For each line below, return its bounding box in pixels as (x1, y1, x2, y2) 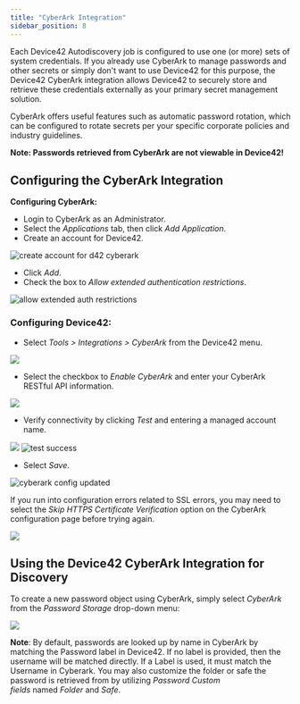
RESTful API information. (22, 381, 114, 391)
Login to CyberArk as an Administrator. (22, 214, 166, 224)
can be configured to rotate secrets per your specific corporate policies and (10, 120, 289, 130)
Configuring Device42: (10, 316, 112, 329)
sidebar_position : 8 (10, 21, 87, 30)
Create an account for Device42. (22, 233, 144, 244)
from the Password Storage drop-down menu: (10, 603, 180, 614)
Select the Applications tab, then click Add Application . (22, 223, 227, 234)
